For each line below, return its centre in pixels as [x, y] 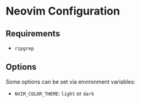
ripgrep [24, 48]
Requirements [33, 34]
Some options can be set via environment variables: [70, 81]
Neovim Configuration [63, 11]
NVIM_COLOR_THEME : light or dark [54, 93]
